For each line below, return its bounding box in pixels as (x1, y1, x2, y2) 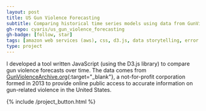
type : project (6, 44, 43, 50)
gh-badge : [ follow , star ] (6, 32, 72, 38)
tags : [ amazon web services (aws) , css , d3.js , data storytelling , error (6, 37, 199, 44)
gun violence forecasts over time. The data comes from (6, 66, 147, 74)
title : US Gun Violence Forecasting (6, 15, 100, 21)
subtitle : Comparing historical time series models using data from (6, 20, 185, 26)
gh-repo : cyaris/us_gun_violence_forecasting (6, 26, 124, 33)
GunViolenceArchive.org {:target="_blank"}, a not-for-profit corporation (6, 73, 186, 80)
